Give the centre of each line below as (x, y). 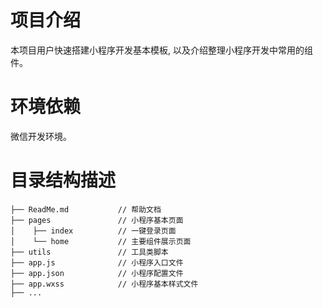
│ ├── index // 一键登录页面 (93, 231)
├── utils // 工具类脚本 (89, 252)
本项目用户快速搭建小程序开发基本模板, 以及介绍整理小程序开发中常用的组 (161, 50)
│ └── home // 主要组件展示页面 (101, 241)
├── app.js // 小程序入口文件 (97, 262)
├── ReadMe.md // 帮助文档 (86, 209)
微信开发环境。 (41, 136)
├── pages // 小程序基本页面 (97, 220)
